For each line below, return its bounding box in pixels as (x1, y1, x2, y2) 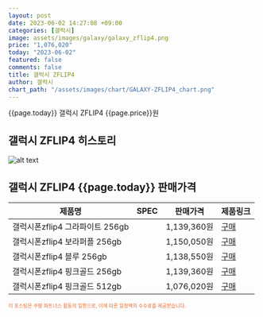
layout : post (8, 11, 52, 20)
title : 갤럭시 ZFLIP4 (8, 71, 75, 79)
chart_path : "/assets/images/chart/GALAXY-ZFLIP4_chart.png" (8, 85, 215, 94)
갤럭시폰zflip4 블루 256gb (12, 251, 107, 262)
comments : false (8, 64, 62, 72)
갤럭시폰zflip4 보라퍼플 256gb (12, 236, 122, 247)
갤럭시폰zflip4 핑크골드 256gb (12, 266, 122, 276)
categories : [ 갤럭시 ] (8, 26, 75, 34)
